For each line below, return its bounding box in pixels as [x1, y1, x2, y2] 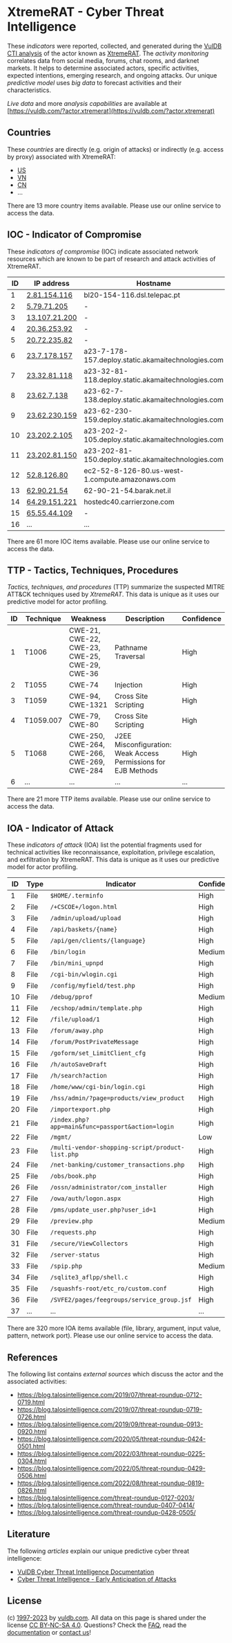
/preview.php [50, 1217, 93, 1225]
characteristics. [7, 86, 52, 94]
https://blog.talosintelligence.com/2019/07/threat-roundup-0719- [17, 1406, 202, 1413]
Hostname [136, 278, 171, 288]
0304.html [17, 1457, 47, 1465]
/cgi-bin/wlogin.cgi [50, 971, 118, 978]
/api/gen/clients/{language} [50, 937, 146, 945]
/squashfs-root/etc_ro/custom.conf [50, 1285, 167, 1293]
